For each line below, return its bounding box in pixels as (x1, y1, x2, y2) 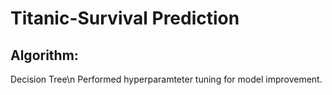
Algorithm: (10, 47, 79, 64)
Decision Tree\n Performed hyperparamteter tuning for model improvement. (10, 73, 323, 85)
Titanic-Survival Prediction (10, 7, 240, 30)
